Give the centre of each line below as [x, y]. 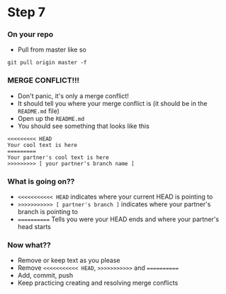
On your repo [30, 35]
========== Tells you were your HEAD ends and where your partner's [118, 219]
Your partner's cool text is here [58, 157]
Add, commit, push [45, 276]
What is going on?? [41, 181]
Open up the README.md [51, 118]
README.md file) [39, 111]
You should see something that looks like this [84, 126]
